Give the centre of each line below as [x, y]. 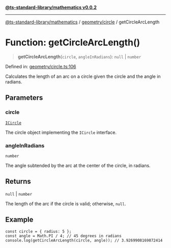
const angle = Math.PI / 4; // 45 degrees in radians [64, 236]
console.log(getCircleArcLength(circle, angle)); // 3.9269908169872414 [84, 240]
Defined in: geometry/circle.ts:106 [41, 66]
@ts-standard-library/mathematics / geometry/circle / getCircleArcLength [82, 22]
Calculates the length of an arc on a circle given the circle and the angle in [83, 76]
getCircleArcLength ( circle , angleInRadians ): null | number [79, 57]
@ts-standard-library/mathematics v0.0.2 [51, 7]
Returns [18, 182]
